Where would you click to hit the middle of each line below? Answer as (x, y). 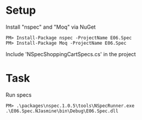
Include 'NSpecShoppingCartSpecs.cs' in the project (71, 54)
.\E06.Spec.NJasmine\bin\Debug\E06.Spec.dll (62, 111)
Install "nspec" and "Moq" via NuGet (51, 27)
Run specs (19, 95)
